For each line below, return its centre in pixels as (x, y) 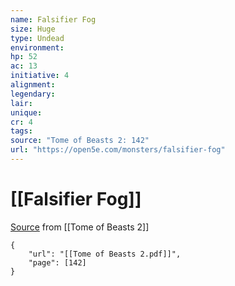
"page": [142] (57, 262)
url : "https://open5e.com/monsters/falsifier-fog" (118, 150)
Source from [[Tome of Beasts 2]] (80, 227)
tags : (21, 131)
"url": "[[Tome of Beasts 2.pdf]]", (105, 254)
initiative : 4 (40, 76)
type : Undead (37, 38)
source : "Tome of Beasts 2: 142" (80, 141)
